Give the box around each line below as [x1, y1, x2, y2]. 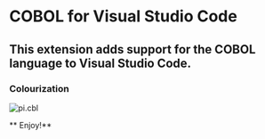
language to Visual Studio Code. [9, 55, 192, 70]
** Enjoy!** [9, 119, 52, 130]
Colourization [9, 82, 69, 94]
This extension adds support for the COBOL [9, 42, 256, 57]
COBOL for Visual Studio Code [9, 6, 237, 27]
